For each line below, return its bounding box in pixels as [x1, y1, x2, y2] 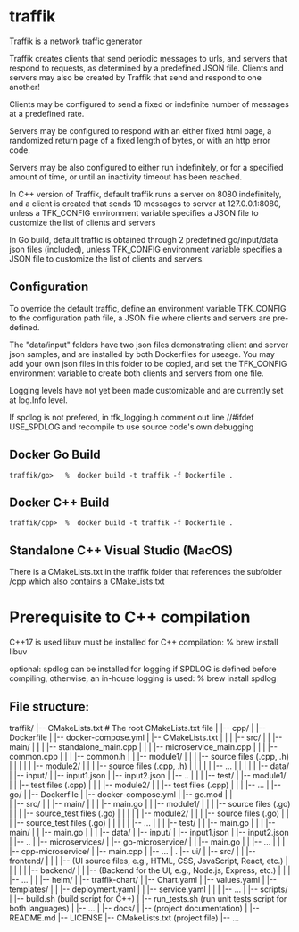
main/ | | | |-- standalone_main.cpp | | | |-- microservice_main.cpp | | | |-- [9, 741, 278, 752]
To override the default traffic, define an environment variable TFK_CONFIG [9, 303, 287, 313]
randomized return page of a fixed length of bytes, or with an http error [9, 135, 270, 146]
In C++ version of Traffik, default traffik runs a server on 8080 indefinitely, [9, 188, 282, 199]
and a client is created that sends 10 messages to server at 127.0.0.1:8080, [9, 198, 281, 209]
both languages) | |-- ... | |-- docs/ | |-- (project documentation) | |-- [9, 903, 261, 913]
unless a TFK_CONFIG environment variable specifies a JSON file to [9, 207, 259, 218]
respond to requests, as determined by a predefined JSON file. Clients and [9, 62, 284, 73]
